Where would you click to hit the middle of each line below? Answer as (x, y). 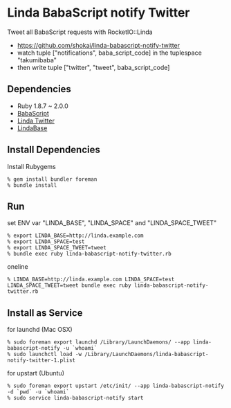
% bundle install (32, 185)
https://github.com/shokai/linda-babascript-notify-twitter (99, 45)
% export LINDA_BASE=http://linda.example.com (75, 236)
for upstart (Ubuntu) (36, 373)
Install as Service (45, 313)
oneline (18, 267)
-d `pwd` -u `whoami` (38, 392)
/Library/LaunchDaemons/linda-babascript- (146, 355)
